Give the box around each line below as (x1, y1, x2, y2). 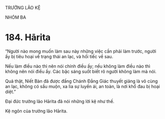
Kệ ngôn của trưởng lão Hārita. (5, 108, 68, 114)
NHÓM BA (5, 14, 26, 20)
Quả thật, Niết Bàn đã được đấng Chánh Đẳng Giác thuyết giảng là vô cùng (5, 78, 158, 84)
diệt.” (5, 89, 16, 95)
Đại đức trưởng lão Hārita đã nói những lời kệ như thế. (5, 98, 115, 104)
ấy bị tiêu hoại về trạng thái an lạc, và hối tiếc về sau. (5, 53, 113, 59)
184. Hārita (5, 32, 51, 43)
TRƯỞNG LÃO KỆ (5, 5, 41, 10)
